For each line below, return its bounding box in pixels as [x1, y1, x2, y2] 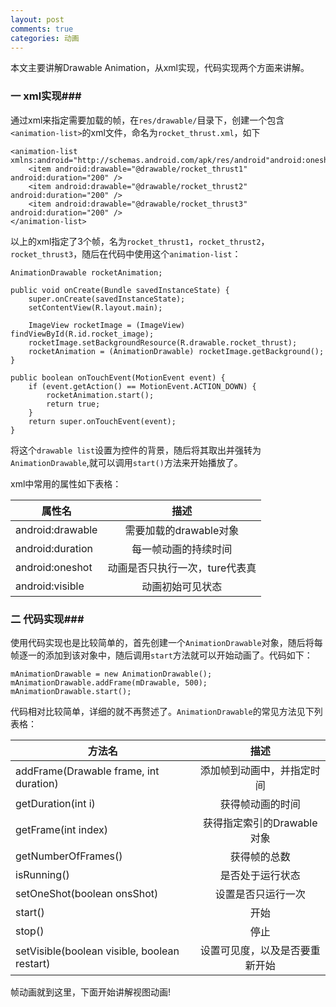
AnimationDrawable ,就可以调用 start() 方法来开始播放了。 [10, 456, 243, 468]
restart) [15, 956, 51, 970]
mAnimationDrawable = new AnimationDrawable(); [10, 669, 213, 679]
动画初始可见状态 [141, 579, 223, 593]
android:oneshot [15, 560, 93, 574]
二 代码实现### [10, 612, 85, 626]
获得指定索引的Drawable [202, 816, 318, 830]
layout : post [10, 14, 65, 25]
